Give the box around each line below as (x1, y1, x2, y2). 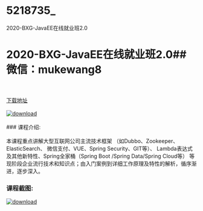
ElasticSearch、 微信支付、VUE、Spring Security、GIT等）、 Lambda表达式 (6, 145, 193, 152)
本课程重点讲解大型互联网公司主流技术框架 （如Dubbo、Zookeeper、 (6, 137, 179, 145)
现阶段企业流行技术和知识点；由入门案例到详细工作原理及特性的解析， (6, 160, 181, 167)
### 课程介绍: (6, 123, 41, 130)
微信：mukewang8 (6, 63, 102, 77)
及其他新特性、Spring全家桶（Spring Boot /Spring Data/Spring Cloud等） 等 (6, 152, 195, 160)
